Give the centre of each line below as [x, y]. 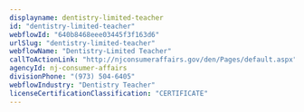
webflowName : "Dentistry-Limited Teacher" [90, 51]
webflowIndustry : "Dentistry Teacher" [82, 85]
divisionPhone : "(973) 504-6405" [72, 77]
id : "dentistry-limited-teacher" [72, 26]
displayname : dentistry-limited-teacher [87, 18]
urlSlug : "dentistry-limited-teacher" [82, 43]
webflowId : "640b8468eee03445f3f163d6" [85, 34]
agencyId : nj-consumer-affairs [68, 69]
